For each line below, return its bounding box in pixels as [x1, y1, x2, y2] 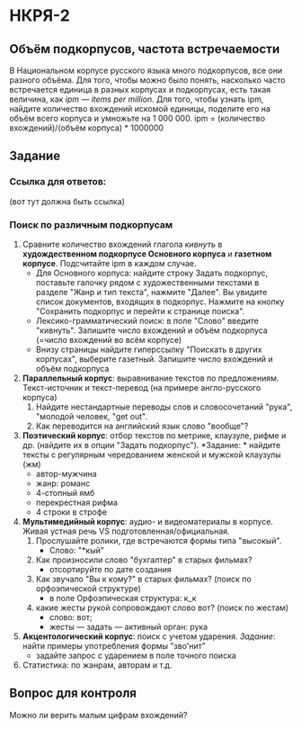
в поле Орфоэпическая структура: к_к [49, 592, 197, 603]
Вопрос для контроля [9, 686, 137, 701]
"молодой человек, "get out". [35, 410, 148, 421]
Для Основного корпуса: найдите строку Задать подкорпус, [35, 267, 269, 278]
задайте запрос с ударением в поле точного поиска [35, 650, 236, 661]
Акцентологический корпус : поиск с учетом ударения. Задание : [22, 631, 276, 642]
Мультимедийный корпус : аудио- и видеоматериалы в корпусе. [22, 516, 274, 526]
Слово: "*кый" [49, 544, 105, 555]
